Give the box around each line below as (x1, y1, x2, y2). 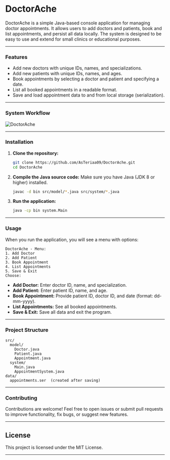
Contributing (5, 394, 37, 402)
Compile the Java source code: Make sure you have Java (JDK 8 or (12, 174, 155, 180)
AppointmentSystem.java (14, 369, 65, 374)
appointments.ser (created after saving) (10, 378, 101, 383)
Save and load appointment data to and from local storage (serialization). (12, 92, 165, 98)
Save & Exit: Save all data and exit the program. (12, 309, 112, 315)
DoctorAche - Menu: (5, 246, 47, 252)
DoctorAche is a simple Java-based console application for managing (5, 20, 150, 26)
